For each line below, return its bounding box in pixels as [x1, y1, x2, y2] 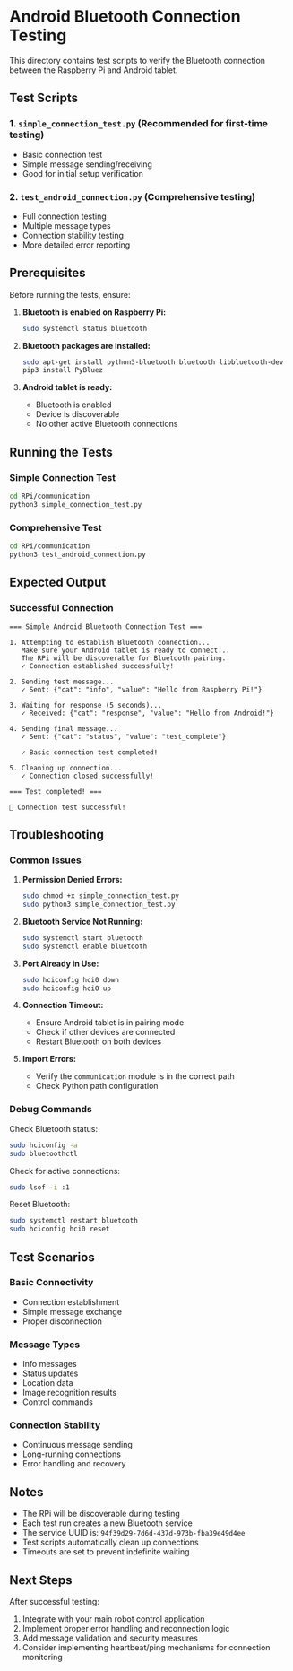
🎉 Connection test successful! [9, 803, 126, 812]
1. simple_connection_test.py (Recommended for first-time [9, 117, 269, 130]
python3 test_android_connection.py [9, 550, 146, 559]
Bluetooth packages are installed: [22, 340, 151, 351]
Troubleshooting [9, 827, 105, 842]
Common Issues [9, 854, 82, 866]
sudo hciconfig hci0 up [22, 984, 112, 993]
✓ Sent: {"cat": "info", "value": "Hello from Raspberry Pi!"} [21, 684, 263, 694]
